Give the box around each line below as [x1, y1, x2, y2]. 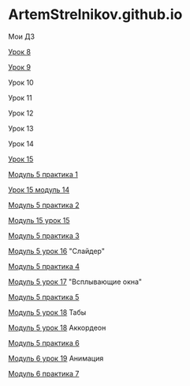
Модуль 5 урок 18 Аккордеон [8, 323, 106, 332]
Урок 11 [8, 93, 33, 102]
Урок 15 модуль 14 [8, 184, 69, 195]
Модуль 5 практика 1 [8, 169, 79, 179]
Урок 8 [8, 47, 32, 56]
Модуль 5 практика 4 [8, 261, 80, 271]
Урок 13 [8, 123, 34, 133]
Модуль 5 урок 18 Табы [8, 307, 87, 317]
